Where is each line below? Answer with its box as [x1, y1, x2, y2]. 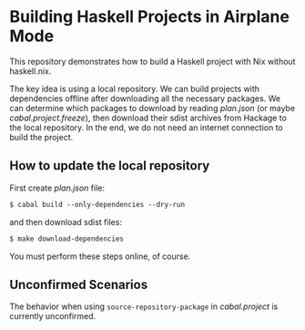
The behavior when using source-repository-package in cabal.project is [9, 301, 279, 312]
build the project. [9, 131, 74, 142]
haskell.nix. [9, 66, 52, 77]
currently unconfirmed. [9, 311, 97, 322]
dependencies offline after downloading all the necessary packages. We [9, 93, 280, 104]
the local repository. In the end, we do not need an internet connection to [9, 121, 284, 133]
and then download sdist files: [9, 216, 123, 227]
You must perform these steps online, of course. [9, 251, 191, 262]
